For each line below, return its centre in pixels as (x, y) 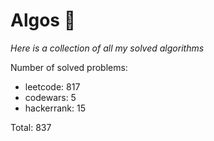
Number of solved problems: (69, 67)
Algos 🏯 (43, 20)
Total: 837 (31, 127)
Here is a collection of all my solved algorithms (107, 48)
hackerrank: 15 (55, 108)
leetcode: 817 (52, 86)
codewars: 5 (50, 97)
